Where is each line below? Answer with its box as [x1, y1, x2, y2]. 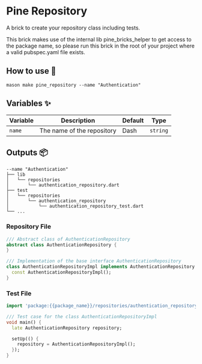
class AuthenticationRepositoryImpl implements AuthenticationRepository [6, 264, 195, 270]
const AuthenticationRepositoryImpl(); [11, 270, 112, 276]
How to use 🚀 [6, 66, 57, 76]
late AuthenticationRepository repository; [11, 325, 122, 331]
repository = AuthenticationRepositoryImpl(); [17, 341, 136, 347]
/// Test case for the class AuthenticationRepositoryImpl [6, 313, 158, 319]
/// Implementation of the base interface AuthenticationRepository [6, 258, 182, 264]
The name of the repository [39, 126, 117, 135]
